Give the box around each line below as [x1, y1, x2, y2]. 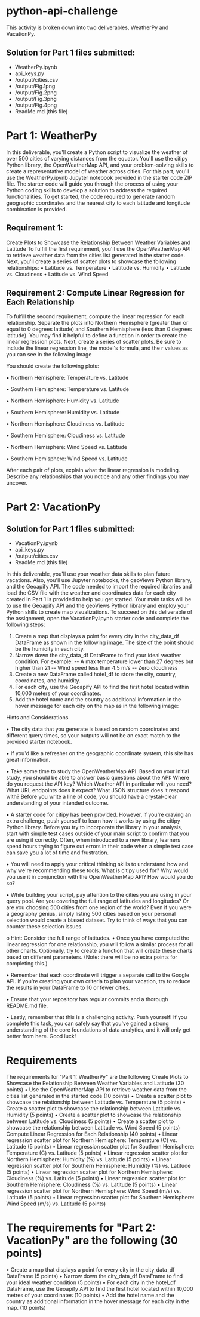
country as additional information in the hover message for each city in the [6, 1298, 190, 1305]
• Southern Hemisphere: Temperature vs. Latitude [6, 386, 130, 393]
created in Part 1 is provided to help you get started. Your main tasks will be [6, 596, 192, 603]
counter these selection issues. [6, 923, 83, 930]
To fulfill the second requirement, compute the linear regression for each [6, 313, 185, 320]
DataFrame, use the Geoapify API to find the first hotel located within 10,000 [6, 1285, 193, 1293]
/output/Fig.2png [14, 88, 57, 96]
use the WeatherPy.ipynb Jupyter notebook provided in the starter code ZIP [6, 174, 193, 181]
